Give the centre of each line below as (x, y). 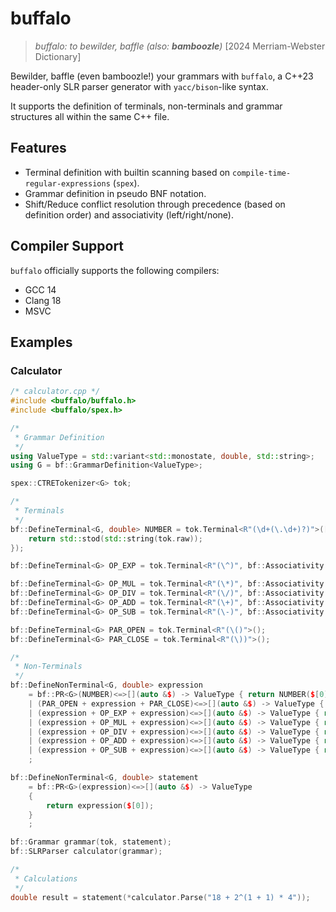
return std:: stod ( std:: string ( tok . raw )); (115, 538)
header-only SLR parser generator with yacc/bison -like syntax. (139, 86)
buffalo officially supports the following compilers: (115, 270)
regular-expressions (67, 183)
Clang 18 (43, 300)
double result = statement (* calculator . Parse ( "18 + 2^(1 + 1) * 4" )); (160, 897)
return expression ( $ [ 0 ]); (100, 805)
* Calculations (46, 878)
